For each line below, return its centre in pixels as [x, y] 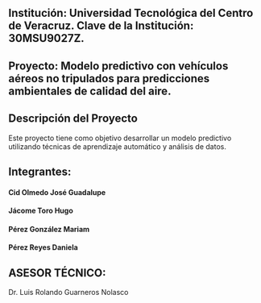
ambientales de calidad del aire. [90, 91]
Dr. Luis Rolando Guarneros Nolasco [68, 293]
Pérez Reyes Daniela [43, 247]
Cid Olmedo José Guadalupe [57, 192]
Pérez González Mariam [49, 229]
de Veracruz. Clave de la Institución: [101, 26]
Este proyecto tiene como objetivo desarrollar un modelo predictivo [120, 138]
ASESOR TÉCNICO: [57, 273]
